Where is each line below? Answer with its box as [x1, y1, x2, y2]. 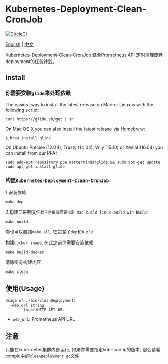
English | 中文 [5, 41, 34, 47]
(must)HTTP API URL [23, 307, 65, 312]
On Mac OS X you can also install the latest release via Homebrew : [5, 126, 145, 132]
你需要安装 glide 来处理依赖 [5, 89, 71, 97]
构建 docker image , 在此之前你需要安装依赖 [5, 239, 93, 246]
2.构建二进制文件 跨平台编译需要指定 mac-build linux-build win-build [5, 209, 148, 215]
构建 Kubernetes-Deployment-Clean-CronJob [5, 176, 109, 184]
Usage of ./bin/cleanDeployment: [5, 298, 76, 303]
